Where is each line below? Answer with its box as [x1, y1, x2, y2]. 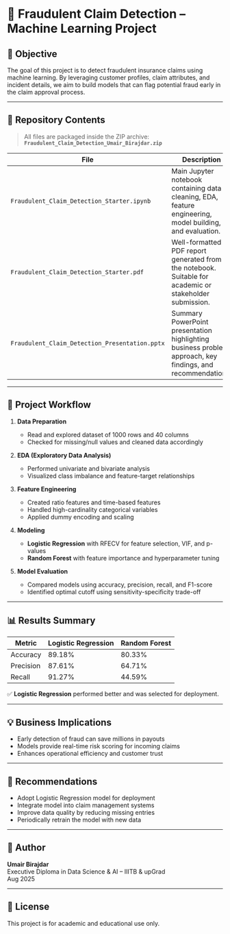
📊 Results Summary [7, 615, 96, 626]
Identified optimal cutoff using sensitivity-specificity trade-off [27, 587, 201, 595]
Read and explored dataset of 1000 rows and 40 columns [27, 430, 190, 439]
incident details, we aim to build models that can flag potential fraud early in [7, 81, 221, 88]
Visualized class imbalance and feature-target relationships [27, 471, 195, 480]
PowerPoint [171, 317, 209, 326]
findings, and [171, 360, 214, 369]
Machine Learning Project [7, 21, 157, 36]
